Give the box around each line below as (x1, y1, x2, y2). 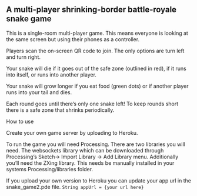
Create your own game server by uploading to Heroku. (6, 129, 138, 136)
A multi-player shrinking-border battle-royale (6, 5, 177, 15)
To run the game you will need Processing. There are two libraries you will (6, 141, 185, 148)
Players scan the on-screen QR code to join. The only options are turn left (6, 47, 185, 54)
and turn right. (6, 53, 41, 61)
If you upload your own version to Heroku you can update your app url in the (6, 177, 191, 184)
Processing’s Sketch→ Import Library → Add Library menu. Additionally (6, 153, 178, 160)
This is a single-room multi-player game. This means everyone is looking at (6, 29, 188, 36)
